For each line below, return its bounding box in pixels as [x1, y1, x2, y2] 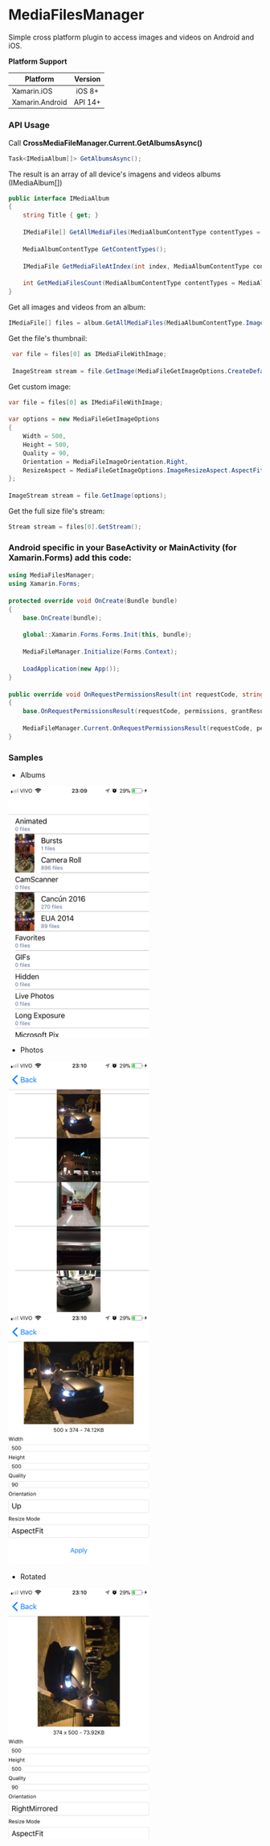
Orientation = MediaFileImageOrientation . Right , [22, 458, 189, 466]
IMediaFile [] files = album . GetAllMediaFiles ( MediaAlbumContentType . [8, 319, 247, 327]
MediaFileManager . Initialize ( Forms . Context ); [22, 648, 178, 656]
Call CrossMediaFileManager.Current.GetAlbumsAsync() [8, 138, 203, 147]
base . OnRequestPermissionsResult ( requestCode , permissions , [22, 707, 228, 716]
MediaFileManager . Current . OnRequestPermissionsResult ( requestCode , [22, 724, 253, 732]
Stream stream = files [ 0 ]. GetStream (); [8, 523, 142, 531]
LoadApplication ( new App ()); [22, 665, 121, 673]
